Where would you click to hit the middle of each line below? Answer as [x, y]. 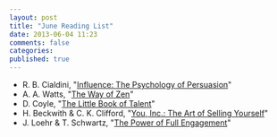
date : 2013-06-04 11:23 [54, 34]
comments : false [39, 43]
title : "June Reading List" [62, 26]
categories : [31, 51]
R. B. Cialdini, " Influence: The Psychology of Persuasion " [127, 85]
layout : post [34, 17]
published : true [39, 59]
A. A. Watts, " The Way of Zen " [78, 94]
